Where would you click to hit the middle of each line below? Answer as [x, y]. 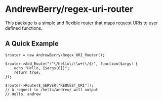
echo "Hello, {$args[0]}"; [42, 68]
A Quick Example [32, 44]
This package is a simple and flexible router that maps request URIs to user [81, 23]
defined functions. [24, 28]
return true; [27, 72]
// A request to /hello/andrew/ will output [52, 90]
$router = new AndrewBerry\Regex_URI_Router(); [55, 55]
